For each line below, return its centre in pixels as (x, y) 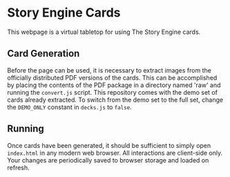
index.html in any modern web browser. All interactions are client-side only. (115, 153)
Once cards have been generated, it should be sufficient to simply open (109, 145)
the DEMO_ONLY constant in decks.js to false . (70, 107)
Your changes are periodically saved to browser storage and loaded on (108, 160)
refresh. (18, 167)
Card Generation (44, 54)
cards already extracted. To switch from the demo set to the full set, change (115, 100)
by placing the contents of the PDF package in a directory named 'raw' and (114, 85)
